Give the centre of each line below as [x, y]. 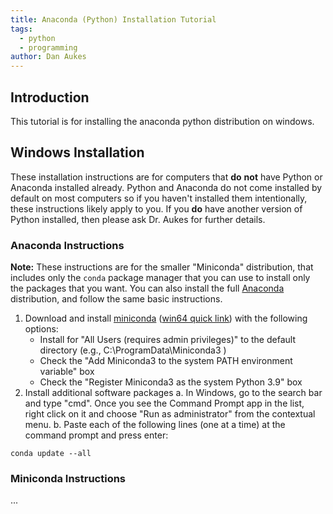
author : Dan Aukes [48, 57]
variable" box [67, 372]
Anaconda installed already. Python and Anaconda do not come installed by [166, 187]
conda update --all [51, 454]
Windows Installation [77, 152]
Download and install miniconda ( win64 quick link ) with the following [166, 318]
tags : [21, 29]
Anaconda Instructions [67, 245]
